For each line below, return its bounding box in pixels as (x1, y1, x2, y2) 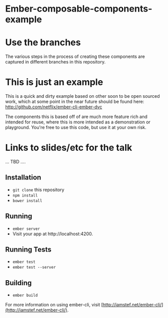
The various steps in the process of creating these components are (5, 53, 145, 59)
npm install (12, 193, 38, 198)
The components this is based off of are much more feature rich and (5, 114, 148, 120)
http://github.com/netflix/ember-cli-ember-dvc (5, 104, 102, 110)
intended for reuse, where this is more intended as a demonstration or (5, 119, 151, 125)
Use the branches (5, 37, 81, 48)
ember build (12, 293, 38, 298)
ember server (12, 226, 40, 231)
